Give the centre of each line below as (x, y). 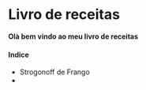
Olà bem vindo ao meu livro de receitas (73, 36)
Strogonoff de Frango (55, 72)
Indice (19, 54)
